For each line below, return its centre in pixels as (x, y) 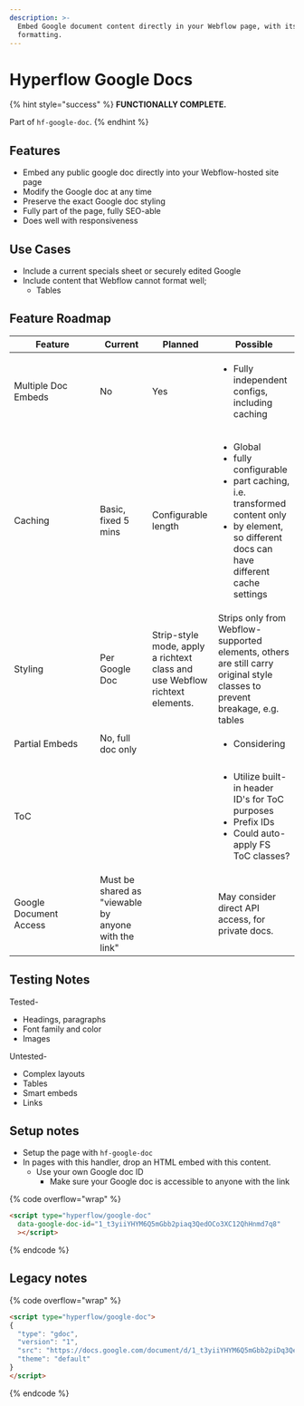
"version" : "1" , (48, 1343)
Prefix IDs (254, 821)
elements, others (253, 652)
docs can (253, 548)
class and (172, 669)
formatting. (40, 34)
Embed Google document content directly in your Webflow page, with (149, 26)
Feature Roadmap (60, 319)
